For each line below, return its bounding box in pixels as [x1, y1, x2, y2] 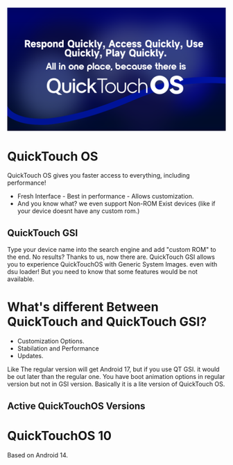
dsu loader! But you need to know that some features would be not [7, 268, 198, 276]
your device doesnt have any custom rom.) [17, 207, 140, 215]
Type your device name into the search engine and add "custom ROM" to [7, 246, 216, 254]
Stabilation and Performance [17, 344, 99, 353]
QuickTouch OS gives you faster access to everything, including [7, 171, 190, 180]
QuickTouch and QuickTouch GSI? [7, 314, 207, 330]
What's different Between [7, 299, 159, 315]
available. [7, 275, 35, 283]
